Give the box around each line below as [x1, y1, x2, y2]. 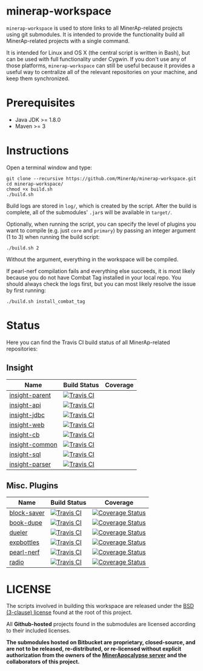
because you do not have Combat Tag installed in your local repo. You [6, 274, 182, 281]
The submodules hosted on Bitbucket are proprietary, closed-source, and [6, 639, 196, 646]
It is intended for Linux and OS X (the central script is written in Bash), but [6, 49, 190, 56]
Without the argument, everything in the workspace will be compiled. [6, 255, 179, 263]
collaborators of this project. [6, 658, 80, 666]
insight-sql [9, 450, 41, 459]
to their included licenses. [6, 627, 71, 635]
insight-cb [9, 430, 40, 439]
